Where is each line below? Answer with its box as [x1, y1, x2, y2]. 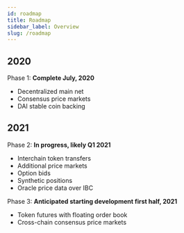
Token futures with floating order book [17, 210, 128, 219]
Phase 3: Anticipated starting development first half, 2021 [7, 197, 178, 205]
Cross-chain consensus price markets [17, 218, 127, 226]
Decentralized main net [17, 88, 84, 96]
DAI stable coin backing [17, 102, 85, 111]
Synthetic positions [17, 176, 73, 184]
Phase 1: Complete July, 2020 [7, 74, 95, 82]
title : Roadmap [7, 17, 51, 24]
